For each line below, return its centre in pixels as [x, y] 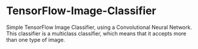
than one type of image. [36, 40]
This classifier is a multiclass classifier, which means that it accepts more [96, 33]
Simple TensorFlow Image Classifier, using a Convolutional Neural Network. [99, 27]
